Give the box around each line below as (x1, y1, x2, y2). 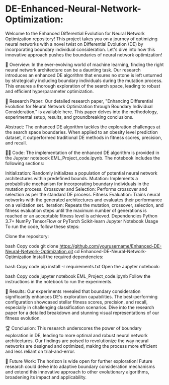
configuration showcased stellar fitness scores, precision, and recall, (5, 299, 148, 305)
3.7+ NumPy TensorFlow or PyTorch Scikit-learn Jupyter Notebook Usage (5, 218, 158, 224)
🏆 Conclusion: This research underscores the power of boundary (5, 325, 142, 331)
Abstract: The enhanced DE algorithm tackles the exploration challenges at (5, 124, 160, 130)
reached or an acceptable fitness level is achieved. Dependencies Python (5, 212, 157, 219)
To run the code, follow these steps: (5, 223, 80, 229)
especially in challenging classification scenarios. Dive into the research (5, 304, 154, 310)
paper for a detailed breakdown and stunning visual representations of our (5, 310, 159, 316)
